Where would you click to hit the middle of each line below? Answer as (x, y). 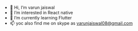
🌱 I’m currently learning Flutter (41, 18)
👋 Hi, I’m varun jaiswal (32, 8)
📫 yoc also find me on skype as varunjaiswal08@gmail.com (71, 23)
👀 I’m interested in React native (41, 13)
